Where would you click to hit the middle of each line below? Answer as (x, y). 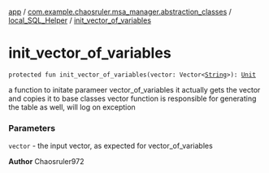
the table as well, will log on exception (72, 107)
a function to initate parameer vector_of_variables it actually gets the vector (134, 89)
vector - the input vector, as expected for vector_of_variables (111, 146)
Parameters (32, 128)
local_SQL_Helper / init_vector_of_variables (80, 20)
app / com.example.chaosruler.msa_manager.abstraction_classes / (120, 12)
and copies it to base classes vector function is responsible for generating (132, 98)
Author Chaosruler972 (46, 162)
